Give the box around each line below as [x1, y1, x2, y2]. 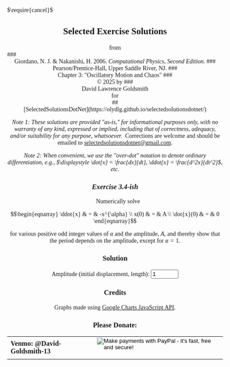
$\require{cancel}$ [7, 7, 53, 14]
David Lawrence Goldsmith [81, 85, 149, 92]
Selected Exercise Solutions [62, 26, 168, 37]
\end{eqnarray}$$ [93, 218, 137, 225]
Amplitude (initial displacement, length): [51, 270, 150, 278]
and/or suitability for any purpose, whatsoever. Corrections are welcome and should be [10, 132, 220, 140]
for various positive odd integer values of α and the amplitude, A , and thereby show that [10, 230, 220, 238]
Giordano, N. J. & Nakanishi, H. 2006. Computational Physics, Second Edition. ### [14, 58, 216, 65]
